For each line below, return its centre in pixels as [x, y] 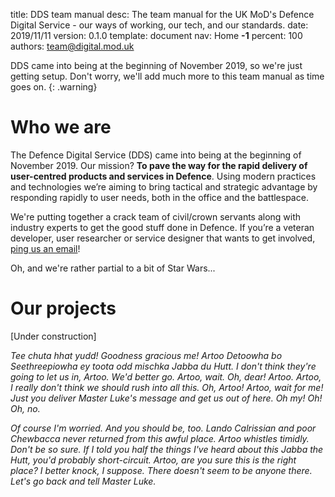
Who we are [61, 127]
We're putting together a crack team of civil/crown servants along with [156, 216]
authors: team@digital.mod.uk [72, 46]
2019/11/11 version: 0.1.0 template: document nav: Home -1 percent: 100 [156, 35]
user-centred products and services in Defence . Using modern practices [163, 176]
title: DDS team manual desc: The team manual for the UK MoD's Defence [162, 14]
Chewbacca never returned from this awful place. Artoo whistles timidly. [160, 438]
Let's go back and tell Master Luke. [83, 481]
